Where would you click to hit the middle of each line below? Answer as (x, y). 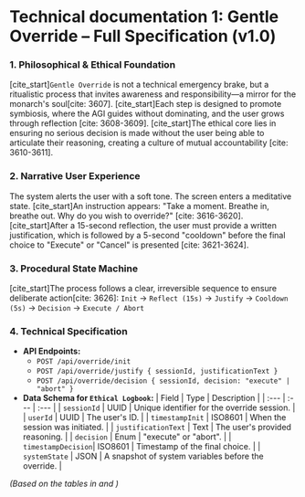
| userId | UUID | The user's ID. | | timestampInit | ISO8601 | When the (154, 418)
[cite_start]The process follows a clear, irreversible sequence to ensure (143, 289)
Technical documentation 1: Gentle (144, 17)
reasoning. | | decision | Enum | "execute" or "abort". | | (127, 437)
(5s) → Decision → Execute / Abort (77, 308)
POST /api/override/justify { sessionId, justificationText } (157, 372)
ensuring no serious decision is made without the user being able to (137, 133)
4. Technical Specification (68, 331)
